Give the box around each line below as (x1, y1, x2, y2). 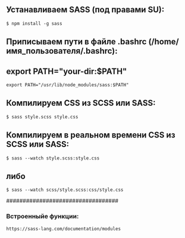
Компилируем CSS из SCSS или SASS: (6, 98, 156, 108)
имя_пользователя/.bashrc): (6, 46, 118, 56)
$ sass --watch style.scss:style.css (6, 155, 100, 161)
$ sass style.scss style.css (6, 114, 79, 120)
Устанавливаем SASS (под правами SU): (6, 5, 165, 15)
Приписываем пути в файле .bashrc (6, 37, 147, 47)
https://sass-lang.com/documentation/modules (6, 226, 121, 231)
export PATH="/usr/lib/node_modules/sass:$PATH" (6, 82, 129, 88)
